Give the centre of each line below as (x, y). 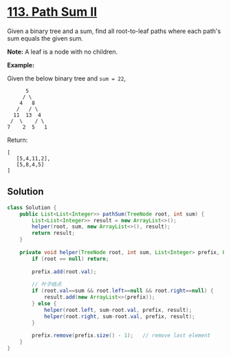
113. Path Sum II (52, 12)
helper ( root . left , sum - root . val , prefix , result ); (118, 310)
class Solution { (32, 207)
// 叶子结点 (47, 284)
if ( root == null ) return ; (70, 259)
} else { (44, 304)
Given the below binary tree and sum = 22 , (66, 78)
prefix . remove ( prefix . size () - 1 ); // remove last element (121, 336)
